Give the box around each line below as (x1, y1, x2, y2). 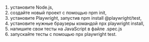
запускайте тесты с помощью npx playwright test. (10, 31, 117, 37)
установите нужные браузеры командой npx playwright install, (10, 20, 145, 26)
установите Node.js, (10, 5, 54, 10)
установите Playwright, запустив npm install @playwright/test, (10, 15, 142, 21)
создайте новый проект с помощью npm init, (10, 10, 107, 16)
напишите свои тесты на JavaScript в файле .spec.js (10, 26, 122, 32)
